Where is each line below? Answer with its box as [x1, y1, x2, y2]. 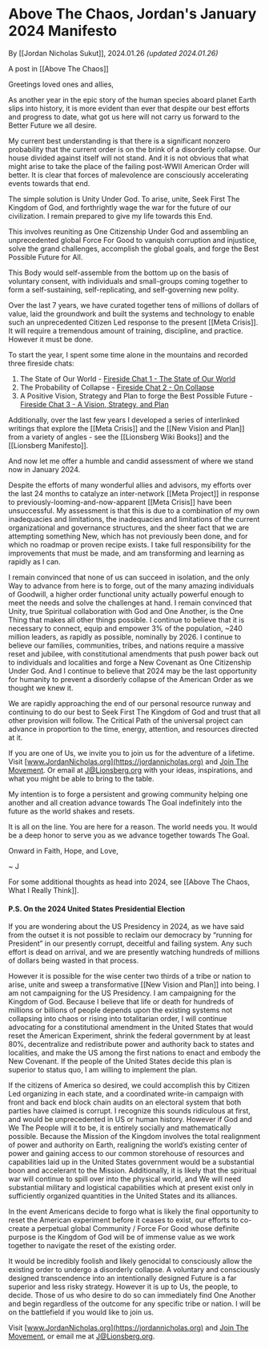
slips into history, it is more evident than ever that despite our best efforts [8, 103, 250, 113]
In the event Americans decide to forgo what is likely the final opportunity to [8, 1207, 259, 1217]
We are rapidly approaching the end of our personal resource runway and [8, 698, 251, 708]
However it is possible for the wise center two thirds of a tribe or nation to [8, 971, 251, 981]
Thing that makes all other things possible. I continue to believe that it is [8, 615, 245, 624]
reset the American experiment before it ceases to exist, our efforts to [8, 1215, 239, 1225]
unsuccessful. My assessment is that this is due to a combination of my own [8, 506, 260, 515]
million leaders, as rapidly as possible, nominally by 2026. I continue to [8, 632, 242, 641]
